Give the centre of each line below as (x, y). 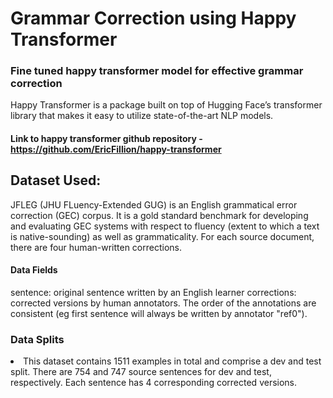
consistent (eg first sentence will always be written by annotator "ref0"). (159, 314)
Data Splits (37, 340)
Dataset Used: (56, 180)
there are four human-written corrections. (96, 247)
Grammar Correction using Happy (153, 18)
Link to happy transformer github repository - (106, 139)
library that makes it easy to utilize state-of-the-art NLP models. (142, 116)
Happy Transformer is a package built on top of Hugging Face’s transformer (166, 105)
